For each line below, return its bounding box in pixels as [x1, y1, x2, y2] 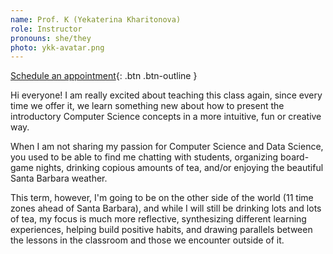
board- [280, 151, 310, 163]
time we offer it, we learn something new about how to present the [10, 100, 285, 112]
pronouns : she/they [10, 33, 92, 43]
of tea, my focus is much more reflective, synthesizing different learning [10, 213, 307, 225]
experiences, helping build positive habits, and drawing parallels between [10, 224, 313, 236]
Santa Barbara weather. [10, 172, 108, 185]
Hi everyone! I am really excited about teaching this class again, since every [10, 89, 323, 101]
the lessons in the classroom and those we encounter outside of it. [10, 234, 285, 246]
